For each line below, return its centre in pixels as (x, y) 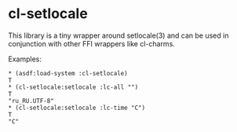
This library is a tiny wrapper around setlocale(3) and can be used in (118, 35)
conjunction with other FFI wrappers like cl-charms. (91, 43)
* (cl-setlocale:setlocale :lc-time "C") (77, 108)
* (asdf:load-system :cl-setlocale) (68, 73)
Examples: (25, 59)
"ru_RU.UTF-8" (31, 101)
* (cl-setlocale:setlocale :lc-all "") (73, 87)
